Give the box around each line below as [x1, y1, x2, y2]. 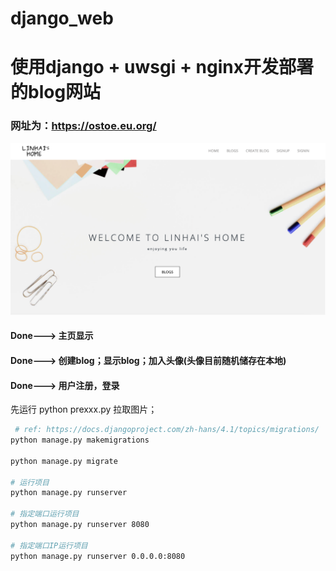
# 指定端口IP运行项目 [10, 540, 88, 551]
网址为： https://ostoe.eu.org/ [10, 119, 157, 133]
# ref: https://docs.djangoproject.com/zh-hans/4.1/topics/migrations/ [14, 425, 320, 435]
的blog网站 [10, 81, 102, 104]
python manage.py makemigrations [10, 435, 150, 446]
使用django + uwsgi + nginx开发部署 [10, 56, 314, 79]
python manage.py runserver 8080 [10, 520, 150, 530]
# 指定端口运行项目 [10, 509, 80, 519]
